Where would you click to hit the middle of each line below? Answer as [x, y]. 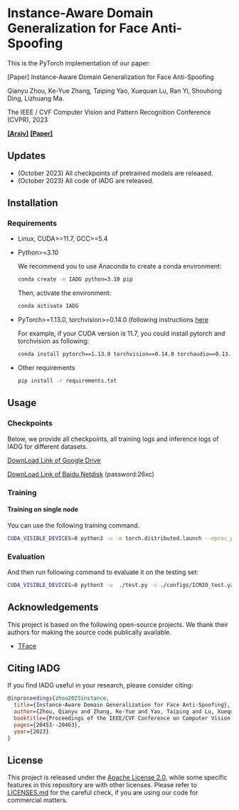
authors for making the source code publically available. [90, 632]
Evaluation [26, 556]
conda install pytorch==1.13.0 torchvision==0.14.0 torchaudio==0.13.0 [126, 354]
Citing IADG [34, 668]
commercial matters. [37, 800]
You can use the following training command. [74, 525]
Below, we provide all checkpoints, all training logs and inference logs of [113, 439]
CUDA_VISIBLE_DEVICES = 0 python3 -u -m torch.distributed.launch [105, 538]
